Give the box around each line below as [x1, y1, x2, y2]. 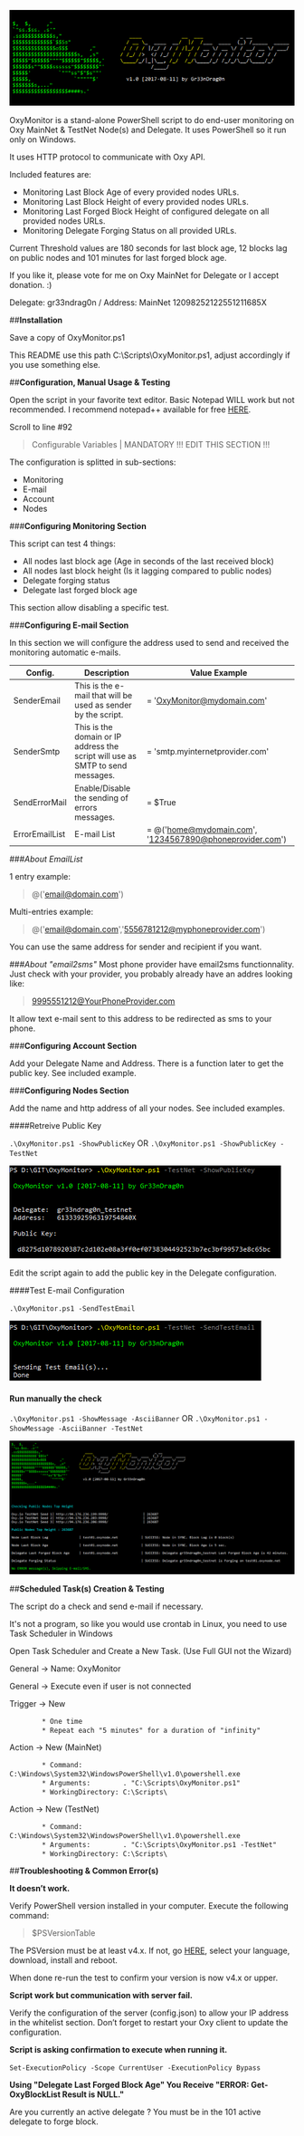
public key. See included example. [9, 1068, 138, 1079]
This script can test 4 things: [9, 538, 116, 549]
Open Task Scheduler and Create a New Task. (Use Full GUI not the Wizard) [9, 1645, 292, 1656]
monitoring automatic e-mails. [9, 647, 121, 658]
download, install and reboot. [9, 1954, 118, 1966]
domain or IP [74, 731, 122, 743]
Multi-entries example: [9, 907, 94, 918]
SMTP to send [74, 760, 128, 771]
